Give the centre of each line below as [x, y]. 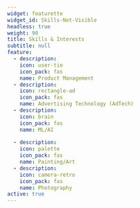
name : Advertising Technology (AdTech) [77, 104]
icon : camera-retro [48, 175]
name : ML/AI [37, 130]
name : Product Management [57, 78]
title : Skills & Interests [46, 40]
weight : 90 [23, 33]
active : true [26, 194]
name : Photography [46, 188]
